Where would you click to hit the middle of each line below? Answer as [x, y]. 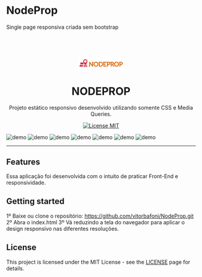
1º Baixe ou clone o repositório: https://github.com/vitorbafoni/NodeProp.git [100, 216]
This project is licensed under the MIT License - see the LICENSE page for [98, 262]
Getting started [35, 201]
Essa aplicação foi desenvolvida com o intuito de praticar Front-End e [92, 176]
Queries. [101, 114]
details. [15, 268]
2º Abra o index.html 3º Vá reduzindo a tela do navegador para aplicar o [96, 222]
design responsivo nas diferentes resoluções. [63, 228]
